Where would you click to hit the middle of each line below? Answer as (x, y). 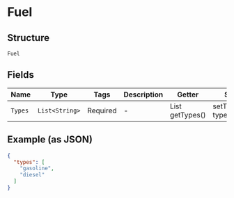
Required (102, 110)
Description (143, 94)
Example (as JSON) (50, 140)
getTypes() (188, 115)
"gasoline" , (37, 168)
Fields (21, 75)
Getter (188, 94)
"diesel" (32, 175)
